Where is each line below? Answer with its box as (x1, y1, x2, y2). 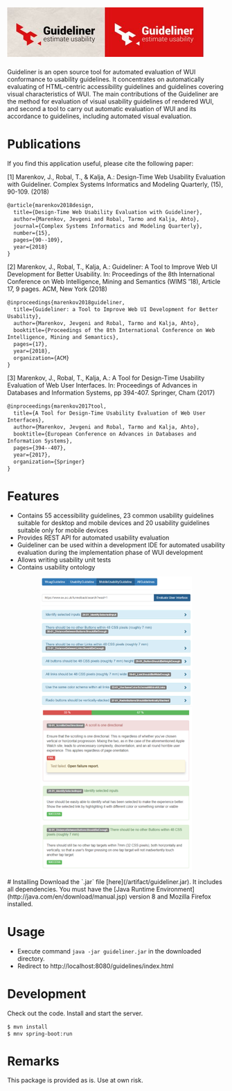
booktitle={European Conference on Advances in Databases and (13, 431, 197, 438)
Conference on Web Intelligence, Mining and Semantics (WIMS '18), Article (7, 277, 221, 285)
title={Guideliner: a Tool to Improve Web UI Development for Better (13, 306, 218, 313)
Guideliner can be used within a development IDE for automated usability (17, 540, 225, 549)
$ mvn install (7, 1023, 48, 1031)
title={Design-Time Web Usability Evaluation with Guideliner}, (13, 208, 203, 215)
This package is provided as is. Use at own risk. (7, 1076, 143, 1085)
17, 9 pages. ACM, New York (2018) (7, 285, 107, 293)
